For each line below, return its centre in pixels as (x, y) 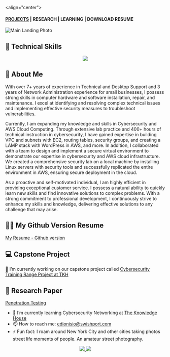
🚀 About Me (24, 74)
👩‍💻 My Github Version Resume (55, 226)
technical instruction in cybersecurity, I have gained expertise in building (81, 134)
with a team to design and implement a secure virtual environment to (77, 150)
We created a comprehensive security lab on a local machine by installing (82, 161)
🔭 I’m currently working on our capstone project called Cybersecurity (78, 269)
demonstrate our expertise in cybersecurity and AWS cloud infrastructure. (83, 156)
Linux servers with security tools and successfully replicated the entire (79, 167)
